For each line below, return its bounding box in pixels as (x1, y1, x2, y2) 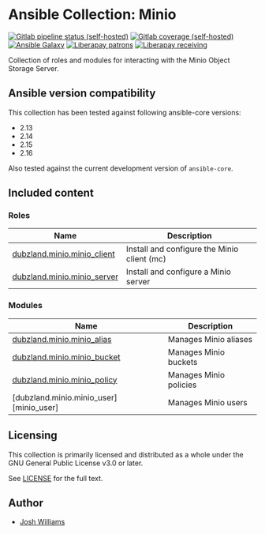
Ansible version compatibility (8, 87, 156, 100)
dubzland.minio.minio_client (12, 249, 116, 260)
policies (167, 379, 197, 390)
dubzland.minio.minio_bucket (12, 352, 121, 363)
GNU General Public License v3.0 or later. (8, 458, 144, 468)
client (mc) (125, 254, 167, 265)
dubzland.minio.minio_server (12, 271, 119, 282)
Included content (8, 186, 95, 200)
